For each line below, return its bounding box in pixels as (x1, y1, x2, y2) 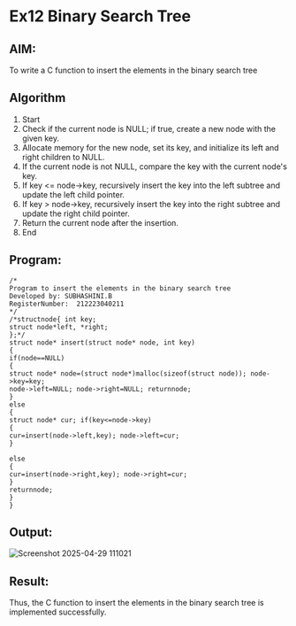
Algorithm (9, 90, 66, 105)
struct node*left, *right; (9, 322, 109, 331)
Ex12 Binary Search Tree (9, 6, 192, 27)
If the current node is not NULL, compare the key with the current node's (21, 161, 287, 172)
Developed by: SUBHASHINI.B (9, 291, 113, 300)
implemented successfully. (9, 607, 107, 617)
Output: (9, 525, 53, 540)
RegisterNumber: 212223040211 (9, 299, 125, 308)
